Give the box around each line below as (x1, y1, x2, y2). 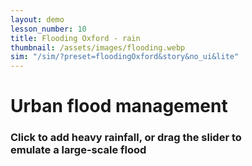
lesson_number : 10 (10, 24, 87, 34)
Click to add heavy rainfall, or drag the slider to (10, 131, 242, 145)
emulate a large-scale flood (10, 143, 147, 157)
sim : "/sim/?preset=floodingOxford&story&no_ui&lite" (10, 52, 240, 62)
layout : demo (10, 14, 65, 25)
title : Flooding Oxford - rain (10, 33, 141, 43)
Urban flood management (10, 95, 228, 118)
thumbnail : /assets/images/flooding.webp (10, 42, 186, 53)
